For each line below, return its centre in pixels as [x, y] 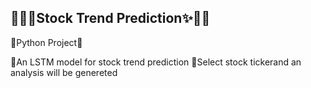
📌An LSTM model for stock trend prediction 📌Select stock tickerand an [156, 62]
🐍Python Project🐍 [46, 42]
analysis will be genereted [64, 72]
